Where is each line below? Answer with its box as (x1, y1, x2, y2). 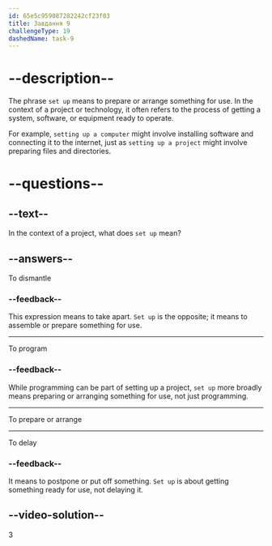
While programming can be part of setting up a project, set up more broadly (8, 382, 262, 392)
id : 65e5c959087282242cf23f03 (8, 11, 111, 20)
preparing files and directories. (8, 147, 112, 156)
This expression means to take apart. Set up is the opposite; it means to (8, 312, 249, 322)
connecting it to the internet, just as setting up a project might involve (8, 138, 248, 147)
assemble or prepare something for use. (8, 321, 142, 331)
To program (8, 343, 48, 353)
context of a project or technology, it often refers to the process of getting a (8, 105, 261, 114)
